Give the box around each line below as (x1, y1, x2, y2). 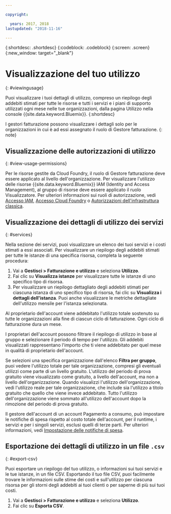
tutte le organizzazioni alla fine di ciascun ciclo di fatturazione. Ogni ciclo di (5, 316, 164, 322)
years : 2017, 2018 (10, 21, 50, 26)
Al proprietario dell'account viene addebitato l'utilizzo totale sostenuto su (5, 310, 159, 316)
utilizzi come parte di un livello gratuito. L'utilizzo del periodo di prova (5, 368, 151, 374)
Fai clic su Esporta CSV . (12, 503, 64, 509)
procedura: (5, 257, 29, 264)
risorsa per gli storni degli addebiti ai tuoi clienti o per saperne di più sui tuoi (5, 482, 165, 488)
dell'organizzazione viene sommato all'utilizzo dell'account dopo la (5, 395, 146, 401)
